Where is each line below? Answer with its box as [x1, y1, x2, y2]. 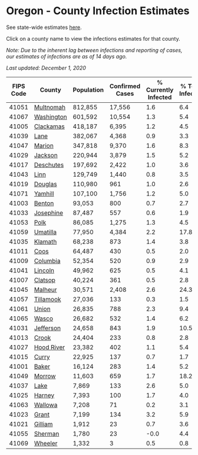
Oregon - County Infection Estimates [6, 4, 190, 18]
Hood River [34, 343, 65, 351]
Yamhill [34, 189, 54, 197]
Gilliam [34, 420, 53, 428]
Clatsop [34, 276, 56, 284]
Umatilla [34, 227, 57, 236]
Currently [146, 86, 174, 94]
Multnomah [34, 103, 66, 111]
